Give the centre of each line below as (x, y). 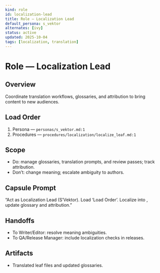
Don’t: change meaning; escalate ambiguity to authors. (68, 172)
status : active (21, 33)
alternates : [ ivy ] (24, 28)
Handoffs (20, 221)
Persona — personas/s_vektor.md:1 (49, 129)
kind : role (16, 10)
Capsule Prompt (30, 188)
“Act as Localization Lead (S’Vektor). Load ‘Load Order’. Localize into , (77, 200)
